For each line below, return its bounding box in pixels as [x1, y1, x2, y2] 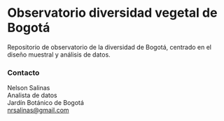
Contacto [7, 68, 40, 78]
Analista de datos [7, 91, 57, 99]
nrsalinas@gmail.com [7, 106, 69, 115]
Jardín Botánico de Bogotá [7, 99, 84, 107]
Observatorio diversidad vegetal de [7, 5, 218, 21]
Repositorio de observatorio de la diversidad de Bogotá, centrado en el [7, 43, 212, 51]
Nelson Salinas [7, 84, 50, 92]
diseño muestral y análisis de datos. [7, 50, 111, 59]
